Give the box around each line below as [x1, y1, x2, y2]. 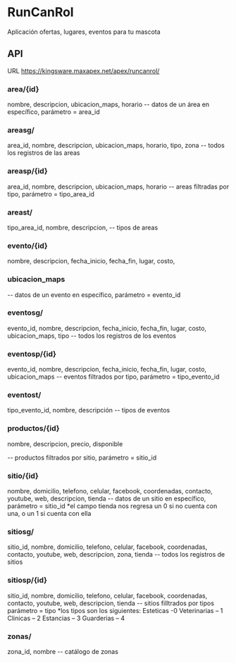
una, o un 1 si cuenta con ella [7, 510, 92, 518]
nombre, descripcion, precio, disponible [7, 439, 123, 448]
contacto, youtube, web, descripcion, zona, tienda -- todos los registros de [7, 550, 225, 559]
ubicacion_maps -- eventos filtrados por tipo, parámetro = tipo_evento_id [7, 372, 220, 381]
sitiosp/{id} [7, 575, 48, 585]
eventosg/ [7, 308, 44, 317]
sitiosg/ [7, 526, 34, 536]
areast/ [7, 207, 33, 217]
